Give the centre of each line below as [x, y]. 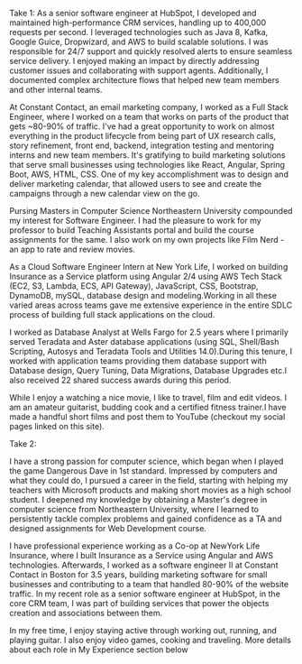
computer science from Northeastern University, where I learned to [134, 509]
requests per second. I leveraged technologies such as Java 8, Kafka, [139, 32]
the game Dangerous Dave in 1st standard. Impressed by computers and [143, 471]
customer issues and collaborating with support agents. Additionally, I [139, 70]
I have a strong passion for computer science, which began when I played [146, 461]
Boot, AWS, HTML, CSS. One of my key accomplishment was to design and [149, 174]
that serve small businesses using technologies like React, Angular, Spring [147, 165]
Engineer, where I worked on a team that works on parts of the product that [149, 117]
